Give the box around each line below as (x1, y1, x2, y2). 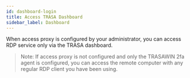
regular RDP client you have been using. (20, 66, 118, 73)
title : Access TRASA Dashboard (6, 14, 83, 20)
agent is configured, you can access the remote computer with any (20, 59, 184, 66)
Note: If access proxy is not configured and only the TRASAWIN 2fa (20, 53, 185, 60)
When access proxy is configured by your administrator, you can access (6, 36, 181, 43)
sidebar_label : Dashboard (6, 19, 69, 25)
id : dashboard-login (6, 8, 57, 15)
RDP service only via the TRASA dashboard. (6, 42, 113, 49)
